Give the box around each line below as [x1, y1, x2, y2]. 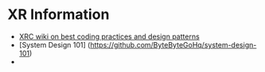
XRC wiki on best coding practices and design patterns [18, 32, 200, 41]
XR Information [7, 6, 110, 24]
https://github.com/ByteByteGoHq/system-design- [90, 40, 257, 49]
